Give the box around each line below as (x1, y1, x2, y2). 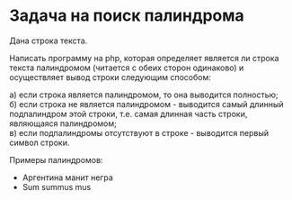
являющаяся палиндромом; (9, 118, 117, 129)
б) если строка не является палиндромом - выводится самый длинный (9, 98, 284, 109)
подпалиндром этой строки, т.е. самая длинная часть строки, (9, 108, 248, 119)
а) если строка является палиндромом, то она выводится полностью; (9, 89, 279, 100)
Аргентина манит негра (22, 172, 114, 183)
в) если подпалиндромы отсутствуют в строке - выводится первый (9, 127, 270, 138)
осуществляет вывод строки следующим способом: (9, 71, 211, 82)
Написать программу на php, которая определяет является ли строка (9, 52, 279, 63)
